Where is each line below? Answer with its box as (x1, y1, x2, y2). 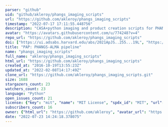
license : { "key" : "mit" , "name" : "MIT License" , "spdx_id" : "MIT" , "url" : (5, 100, 164, 105)
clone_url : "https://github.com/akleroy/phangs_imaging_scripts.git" (5, 72, 153, 77)
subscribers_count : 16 (5, 105, 52, 110)
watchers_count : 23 (5, 86, 46, 91)
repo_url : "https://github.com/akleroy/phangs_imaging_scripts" (5, 35, 142, 40)
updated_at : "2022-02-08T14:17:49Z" (5, 68, 81, 73)
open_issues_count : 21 (5, 95, 52, 100)
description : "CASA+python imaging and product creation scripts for (5, 26, 153, 31)
